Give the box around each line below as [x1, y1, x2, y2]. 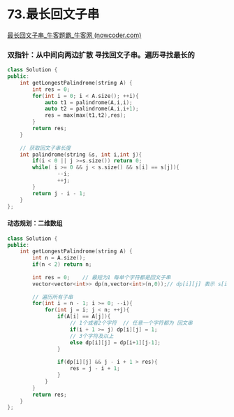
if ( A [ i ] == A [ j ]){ [57, 313, 111, 320]
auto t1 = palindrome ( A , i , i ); [44, 99, 133, 106]
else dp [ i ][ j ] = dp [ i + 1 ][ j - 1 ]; [69, 339, 161, 346]
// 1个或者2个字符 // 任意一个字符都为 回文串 [69, 320, 193, 327]
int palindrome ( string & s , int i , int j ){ [20, 151, 142, 158]
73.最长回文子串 [7, 6, 100, 22]
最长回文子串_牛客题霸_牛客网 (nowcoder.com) [7, 31, 142, 39]
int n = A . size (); [32, 255, 86, 262]
